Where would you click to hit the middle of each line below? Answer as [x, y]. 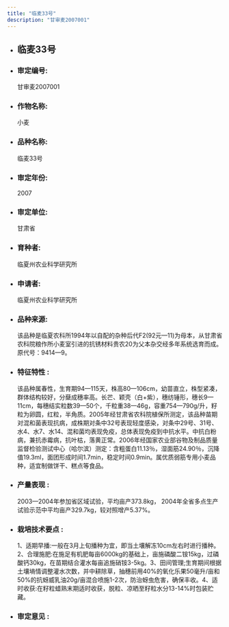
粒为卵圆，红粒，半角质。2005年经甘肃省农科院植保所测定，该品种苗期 [117, 414]
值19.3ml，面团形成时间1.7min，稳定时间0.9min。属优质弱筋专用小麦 [113, 457]
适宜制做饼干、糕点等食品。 [68, 465]
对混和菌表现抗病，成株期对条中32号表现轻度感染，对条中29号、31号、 [117, 423]
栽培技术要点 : [40, 529]
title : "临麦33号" [32, 13]
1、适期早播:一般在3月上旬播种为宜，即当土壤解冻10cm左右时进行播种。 [118, 545]
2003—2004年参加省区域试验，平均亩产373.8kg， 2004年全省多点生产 [118, 501]
